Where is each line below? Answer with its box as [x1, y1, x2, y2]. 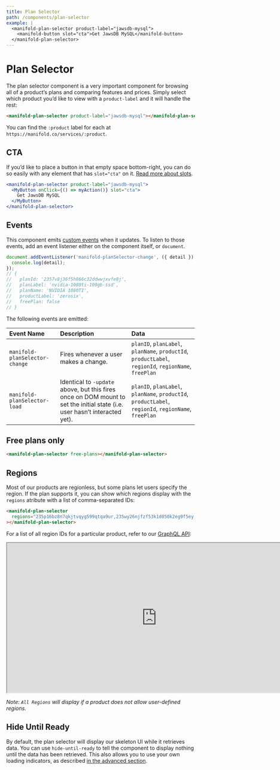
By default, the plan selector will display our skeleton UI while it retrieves [6, 738, 185, 745]
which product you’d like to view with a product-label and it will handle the [6, 95, 191, 102]
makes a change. [59, 357, 108, 366]
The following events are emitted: [6, 315, 89, 322]
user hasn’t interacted [59, 407, 121, 416]
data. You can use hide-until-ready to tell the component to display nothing [6, 744, 194, 751]
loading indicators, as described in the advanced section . [6, 757, 148, 764]
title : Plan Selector [6, 8, 60, 15]
